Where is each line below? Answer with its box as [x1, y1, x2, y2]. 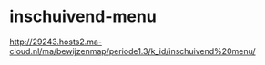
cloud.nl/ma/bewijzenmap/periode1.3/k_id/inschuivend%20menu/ [9, 45, 257, 56]
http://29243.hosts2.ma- [9, 36, 103, 47]
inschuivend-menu [9, 6, 157, 27]
